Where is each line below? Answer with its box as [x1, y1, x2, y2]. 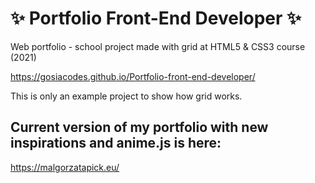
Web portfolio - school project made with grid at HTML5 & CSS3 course [10, 40, 306, 52]
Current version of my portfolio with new [10, 119, 269, 136]
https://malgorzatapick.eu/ [10, 161, 120, 173]
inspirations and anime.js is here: [10, 135, 222, 152]
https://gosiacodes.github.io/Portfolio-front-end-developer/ [10, 70, 256, 82]
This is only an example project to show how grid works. [10, 90, 243, 102]
